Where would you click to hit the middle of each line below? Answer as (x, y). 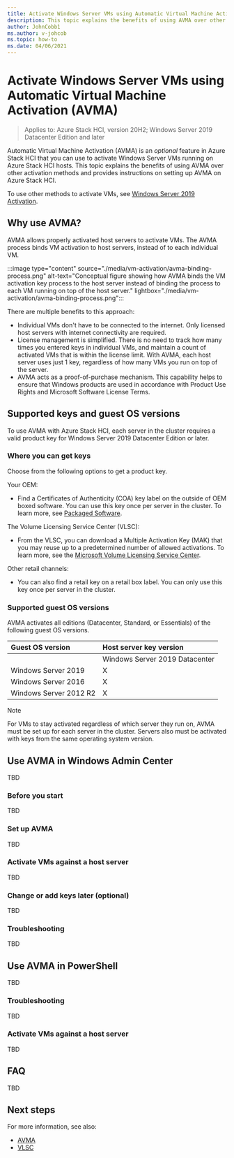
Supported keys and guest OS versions (94, 414)
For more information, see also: (52, 1127)
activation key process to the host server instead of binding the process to (114, 283)
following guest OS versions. (48, 630)
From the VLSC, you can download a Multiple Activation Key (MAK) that (120, 540)
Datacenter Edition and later (64, 137)
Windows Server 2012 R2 (53, 693)
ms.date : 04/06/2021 (37, 46)
